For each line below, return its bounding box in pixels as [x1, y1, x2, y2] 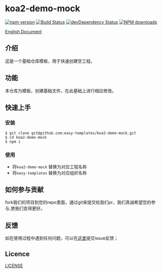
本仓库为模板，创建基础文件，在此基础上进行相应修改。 [5, 88, 116, 94]
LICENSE [5, 263, 23, 269]
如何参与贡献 [5, 185, 44, 194]
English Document [5, 28, 42, 34]
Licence [5, 249, 30, 258]
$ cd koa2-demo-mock [5, 135, 47, 140]
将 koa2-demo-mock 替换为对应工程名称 [12, 164, 87, 170]
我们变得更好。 [15, 205, 45, 211]
